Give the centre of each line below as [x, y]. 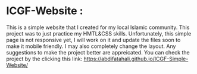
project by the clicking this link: [44, 59]
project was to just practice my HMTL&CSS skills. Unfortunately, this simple [99, 33]
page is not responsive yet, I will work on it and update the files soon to [93, 40]
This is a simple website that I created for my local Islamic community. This [98, 27]
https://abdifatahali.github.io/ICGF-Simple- [136, 59]
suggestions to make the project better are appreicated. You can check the [98, 52]
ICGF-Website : [45, 11]
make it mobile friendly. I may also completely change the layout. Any [91, 46]
